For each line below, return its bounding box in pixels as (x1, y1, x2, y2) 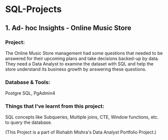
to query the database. (5, 119, 53, 125)
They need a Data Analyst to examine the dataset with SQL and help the (5, 60, 154, 66)
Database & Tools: (5, 79, 51, 86)
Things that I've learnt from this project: (5, 103, 104, 110)
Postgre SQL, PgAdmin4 (5, 90, 56, 96)
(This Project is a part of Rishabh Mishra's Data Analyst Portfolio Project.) (5, 129, 156, 135)
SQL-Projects (5, 4, 62, 15)
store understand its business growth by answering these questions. (5, 66, 147, 72)
